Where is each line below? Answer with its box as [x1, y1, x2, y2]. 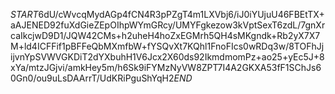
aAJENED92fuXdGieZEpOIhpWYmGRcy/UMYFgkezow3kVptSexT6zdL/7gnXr [10, 19, 326, 31]
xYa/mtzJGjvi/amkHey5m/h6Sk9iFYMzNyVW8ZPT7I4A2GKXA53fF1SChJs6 [10, 62, 322, 73]
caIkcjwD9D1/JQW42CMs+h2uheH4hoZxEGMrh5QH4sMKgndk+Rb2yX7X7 [10, 30, 321, 41]
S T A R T [10, 9, 39, 20]
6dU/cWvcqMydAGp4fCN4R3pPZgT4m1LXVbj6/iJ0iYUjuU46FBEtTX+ [38, 9, 325, 20]
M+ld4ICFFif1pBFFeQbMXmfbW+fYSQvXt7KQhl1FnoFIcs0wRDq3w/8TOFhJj [10, 40, 325, 52]
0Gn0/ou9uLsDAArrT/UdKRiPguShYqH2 [10, 72, 175, 84]
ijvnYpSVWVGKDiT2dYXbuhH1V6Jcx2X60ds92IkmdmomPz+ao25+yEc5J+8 [10, 51, 325, 63]
